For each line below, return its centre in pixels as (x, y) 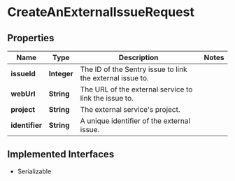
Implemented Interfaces (61, 154)
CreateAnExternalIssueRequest (101, 12)
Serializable (34, 171)
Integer (61, 74)
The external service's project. (130, 109)
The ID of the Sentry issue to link (134, 69)
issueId (23, 74)
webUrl (23, 94)
